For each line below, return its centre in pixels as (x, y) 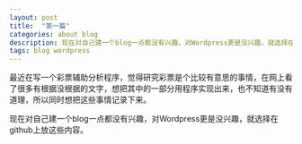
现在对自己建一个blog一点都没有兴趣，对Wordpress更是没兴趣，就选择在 (144, 119)
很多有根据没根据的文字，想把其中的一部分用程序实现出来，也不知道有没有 (155, 89)
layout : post (34, 17)
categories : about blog (54, 34)
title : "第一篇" (40, 26)
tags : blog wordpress (50, 51)
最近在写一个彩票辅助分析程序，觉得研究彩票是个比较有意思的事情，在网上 (147, 78)
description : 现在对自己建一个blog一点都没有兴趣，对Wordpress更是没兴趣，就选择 (149, 42)
